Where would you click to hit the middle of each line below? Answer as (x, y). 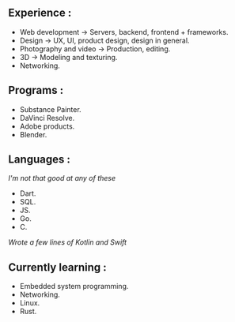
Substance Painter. (50, 109)
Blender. (33, 134)
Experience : (40, 13)
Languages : (40, 160)
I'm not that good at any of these (62, 178)
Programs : (36, 90)
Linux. (30, 303)
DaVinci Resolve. (47, 118)
